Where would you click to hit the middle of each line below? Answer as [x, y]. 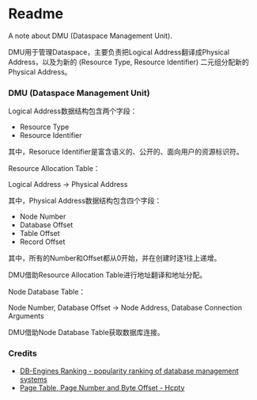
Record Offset [42, 242]
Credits [23, 353]
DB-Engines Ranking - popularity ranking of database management [129, 371]
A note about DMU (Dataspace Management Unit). [90, 36]
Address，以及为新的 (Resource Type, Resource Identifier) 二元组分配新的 [128, 62]
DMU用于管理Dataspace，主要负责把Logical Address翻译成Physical [119, 51]
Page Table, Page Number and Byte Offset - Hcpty [102, 387]
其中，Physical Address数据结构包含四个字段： [85, 201]
